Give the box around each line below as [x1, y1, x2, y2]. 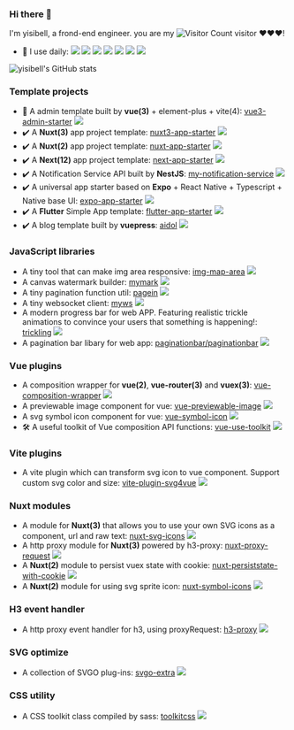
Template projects [9, 86, 89, 98]
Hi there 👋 [9, 8, 53, 20]
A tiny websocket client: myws [21, 297, 133, 308]
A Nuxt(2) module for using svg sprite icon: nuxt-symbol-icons [21, 580, 252, 591]
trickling [21, 327, 52, 337]
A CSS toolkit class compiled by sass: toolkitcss [21, 711, 196, 721]
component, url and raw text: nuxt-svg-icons [21, 530, 185, 541]
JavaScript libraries [9, 245, 95, 257]
